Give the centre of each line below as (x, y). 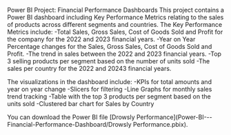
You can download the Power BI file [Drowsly (71, 117)
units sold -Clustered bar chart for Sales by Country (81, 104)
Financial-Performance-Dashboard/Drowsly (70, 124)
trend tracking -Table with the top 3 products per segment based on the (109, 96)
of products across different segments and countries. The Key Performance (115, 24)
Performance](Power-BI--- (174, 117)
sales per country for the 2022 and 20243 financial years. (89, 69)
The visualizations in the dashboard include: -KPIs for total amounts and (110, 82)
